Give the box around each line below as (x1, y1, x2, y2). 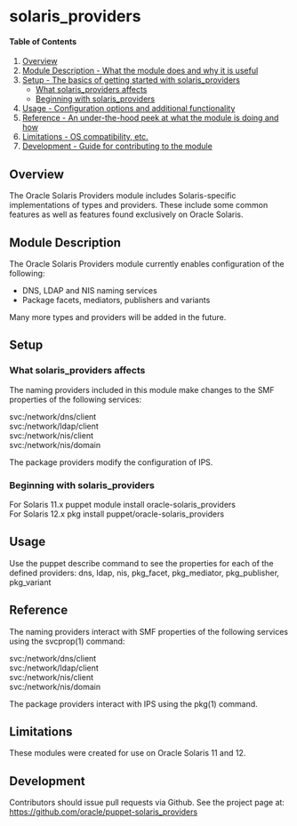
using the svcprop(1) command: (9, 636, 125, 646)
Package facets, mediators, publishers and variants (21, 295, 211, 306)
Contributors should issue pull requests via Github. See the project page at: (9, 798, 285, 808)
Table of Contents (9, 36, 77, 46)
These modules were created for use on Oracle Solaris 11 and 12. (9, 748, 246, 758)
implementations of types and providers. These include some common (9, 200, 269, 211)
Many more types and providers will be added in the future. (9, 312, 227, 323)
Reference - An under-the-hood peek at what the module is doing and (21, 113, 279, 124)
